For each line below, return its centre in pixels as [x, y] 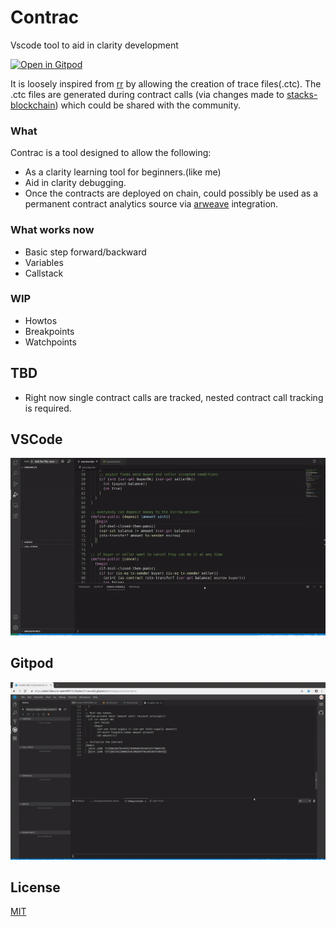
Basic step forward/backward [85, 252]
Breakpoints [49, 331]
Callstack [44, 273]
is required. [48, 408]
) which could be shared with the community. [147, 105]
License [35, 887]
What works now [52, 230]
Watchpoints [50, 342]
